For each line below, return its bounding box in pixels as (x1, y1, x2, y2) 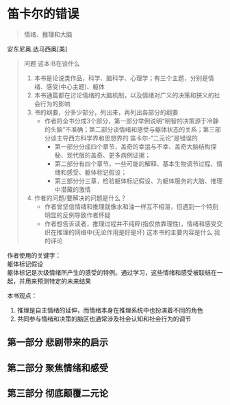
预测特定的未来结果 (36, 277, 91, 285)
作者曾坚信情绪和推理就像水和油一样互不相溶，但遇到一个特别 (44, 202, 219, 210)
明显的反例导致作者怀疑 (44, 210, 111, 219)
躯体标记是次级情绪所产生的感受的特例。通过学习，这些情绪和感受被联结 (7, 268, 211, 276)
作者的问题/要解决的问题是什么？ (34, 193, 127, 202)
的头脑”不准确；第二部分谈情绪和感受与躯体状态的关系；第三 (44, 125, 216, 134)
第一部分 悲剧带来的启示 (7, 336, 108, 348)
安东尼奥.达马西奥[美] (7, 45, 68, 53)
